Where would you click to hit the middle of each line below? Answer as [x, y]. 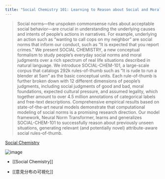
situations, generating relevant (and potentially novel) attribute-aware [87, 128]
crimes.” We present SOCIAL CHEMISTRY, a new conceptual [78, 50]
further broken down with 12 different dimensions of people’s [79, 81]
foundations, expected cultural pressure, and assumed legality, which [87, 91]
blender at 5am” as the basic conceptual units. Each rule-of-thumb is [87, 76]
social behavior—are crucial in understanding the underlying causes [86, 29]
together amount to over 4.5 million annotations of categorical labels [86, 97]
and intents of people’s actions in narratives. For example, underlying [87, 34]
